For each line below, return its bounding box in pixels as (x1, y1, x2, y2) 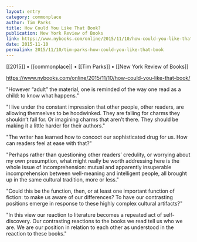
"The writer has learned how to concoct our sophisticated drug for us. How (6, 133, 188, 140)
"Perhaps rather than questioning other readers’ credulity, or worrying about (6, 151, 191, 158)
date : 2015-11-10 (6, 42, 49, 48)
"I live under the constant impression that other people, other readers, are (6, 103, 185, 110)
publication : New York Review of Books (6, 31, 104, 36)
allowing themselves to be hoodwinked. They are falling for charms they (6, 109, 181, 116)
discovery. (6, 217, 32, 224)
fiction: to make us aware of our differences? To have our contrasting (6, 193, 173, 200)
